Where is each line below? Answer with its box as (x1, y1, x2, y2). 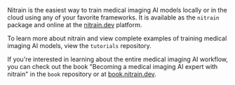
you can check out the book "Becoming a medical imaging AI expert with (7, 63, 218, 70)
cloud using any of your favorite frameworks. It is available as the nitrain (7, 13, 220, 22)
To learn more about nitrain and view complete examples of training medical (7, 34, 227, 42)
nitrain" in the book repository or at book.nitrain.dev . (7, 70, 156, 78)
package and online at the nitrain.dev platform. (7, 21, 142, 29)
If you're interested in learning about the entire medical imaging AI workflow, (7, 55, 228, 63)
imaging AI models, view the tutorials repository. (7, 42, 152, 49)
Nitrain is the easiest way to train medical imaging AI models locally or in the (7, 6, 228, 14)
